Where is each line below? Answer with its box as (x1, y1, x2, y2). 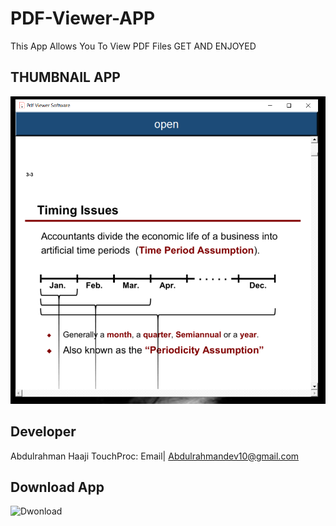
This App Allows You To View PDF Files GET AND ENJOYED (10, 40, 257, 52)
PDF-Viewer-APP (10, 7, 156, 30)
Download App (10, 478, 105, 496)
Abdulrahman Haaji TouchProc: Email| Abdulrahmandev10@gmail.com (10, 450, 300, 462)
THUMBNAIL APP (10, 69, 121, 86)
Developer (10, 423, 77, 441)
